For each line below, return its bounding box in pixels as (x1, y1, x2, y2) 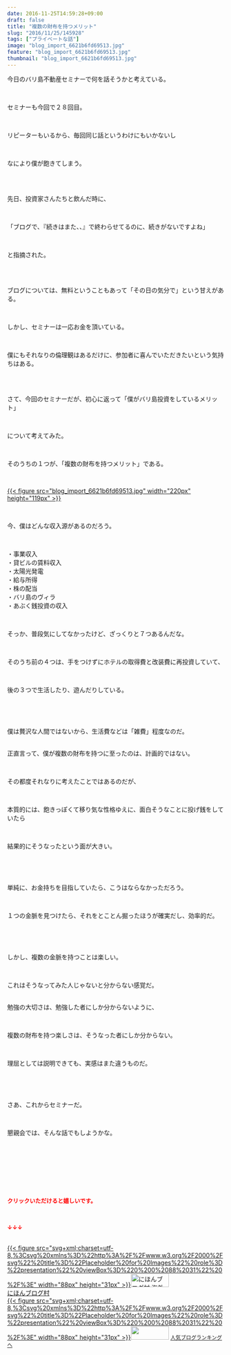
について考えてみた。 (7, 431, 68, 439)
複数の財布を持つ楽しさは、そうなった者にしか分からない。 (7, 1030, 177, 1039)
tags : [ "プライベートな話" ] (7, 36, 79, 43)
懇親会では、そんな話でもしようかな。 (7, 1128, 116, 1137)
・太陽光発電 (7, 567, 43, 575)
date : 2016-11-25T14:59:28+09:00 (7, 10, 103, 17)
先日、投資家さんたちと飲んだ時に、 (7, 194, 110, 202)
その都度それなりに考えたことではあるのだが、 (7, 777, 140, 785)
